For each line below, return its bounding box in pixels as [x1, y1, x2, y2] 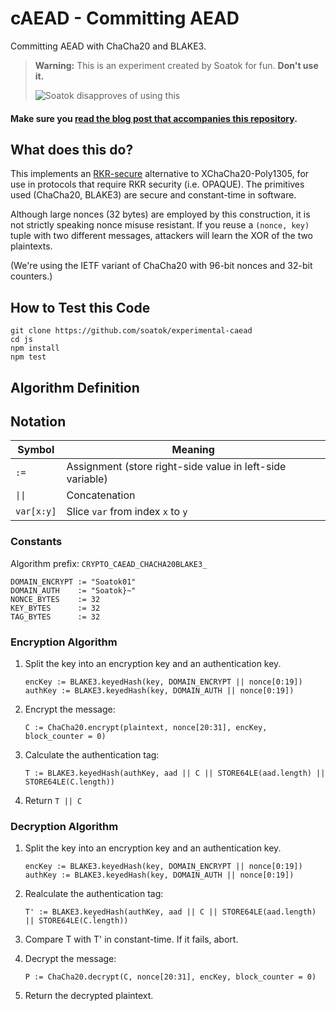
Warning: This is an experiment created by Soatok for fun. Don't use [34, 59, 319, 71]
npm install [10, 343, 60, 354]
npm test [10, 352, 47, 362]
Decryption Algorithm [10, 819, 119, 833]
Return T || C [24, 794, 83, 806]
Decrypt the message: [24, 953, 117, 965]
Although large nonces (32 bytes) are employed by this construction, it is [10, 208, 311, 221]
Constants [10, 535, 63, 549]
